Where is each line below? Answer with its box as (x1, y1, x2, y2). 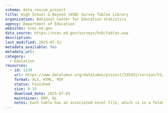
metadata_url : (5, 49, 35, 54)
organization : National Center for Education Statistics (5, 16, 126, 21)
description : (5, 35, 32, 40)
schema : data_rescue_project (5, 7, 66, 12)
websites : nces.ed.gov (5, 26, 52, 31)
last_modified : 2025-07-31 (5, 40, 61, 45)
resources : (5, 63, 28, 68)
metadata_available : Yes (5, 44, 57, 49)
